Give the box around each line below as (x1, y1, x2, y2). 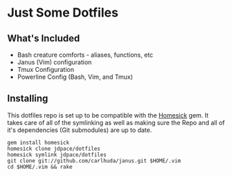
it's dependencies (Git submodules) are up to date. (7, 126, 152, 134)
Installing (7, 93, 48, 104)
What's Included (7, 32, 80, 44)
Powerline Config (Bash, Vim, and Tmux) (17, 73, 134, 81)
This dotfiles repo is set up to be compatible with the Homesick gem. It (7, 111, 209, 119)
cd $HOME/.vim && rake (7, 163, 73, 170)
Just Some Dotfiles (7, 5, 119, 21)
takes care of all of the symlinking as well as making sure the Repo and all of (7, 118, 225, 127)
